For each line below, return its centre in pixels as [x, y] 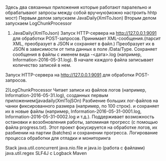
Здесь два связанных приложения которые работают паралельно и [78, 7]
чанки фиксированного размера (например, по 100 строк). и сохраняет [82, 106]
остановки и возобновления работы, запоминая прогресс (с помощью [81, 122]
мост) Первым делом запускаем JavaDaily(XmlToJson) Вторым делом [81, 18]
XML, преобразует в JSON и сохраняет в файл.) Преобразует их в [84, 44]
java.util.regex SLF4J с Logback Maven [46, 153]
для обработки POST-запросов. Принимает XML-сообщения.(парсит [87, 38]
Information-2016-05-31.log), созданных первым [57, 95]
